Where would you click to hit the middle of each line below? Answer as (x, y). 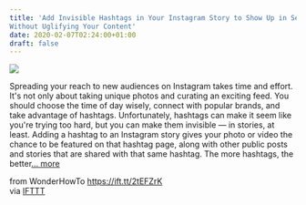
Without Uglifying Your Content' (73, 26)
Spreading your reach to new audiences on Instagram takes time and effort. (151, 87)
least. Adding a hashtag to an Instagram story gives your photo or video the (151, 135)
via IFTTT (27, 191)
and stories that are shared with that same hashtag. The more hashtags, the (152, 154)
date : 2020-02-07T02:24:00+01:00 (73, 35)
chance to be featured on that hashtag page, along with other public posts (149, 144)
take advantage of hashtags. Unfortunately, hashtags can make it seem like (151, 116)
